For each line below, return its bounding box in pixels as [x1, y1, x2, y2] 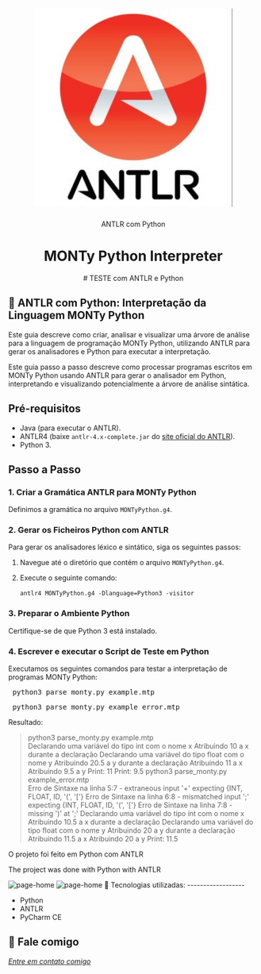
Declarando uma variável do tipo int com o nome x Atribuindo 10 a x [27, 741, 249, 751]
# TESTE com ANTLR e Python [83, 273, 184, 283]
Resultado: [8, 718, 44, 727]
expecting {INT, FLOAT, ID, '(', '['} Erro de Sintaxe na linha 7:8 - [27, 800, 232, 810]
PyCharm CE [19, 913, 62, 922]
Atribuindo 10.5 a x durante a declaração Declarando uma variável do [27, 818, 254, 827]
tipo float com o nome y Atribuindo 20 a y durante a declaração [27, 826, 236, 835]
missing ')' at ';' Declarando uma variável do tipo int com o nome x [27, 809, 244, 818]
